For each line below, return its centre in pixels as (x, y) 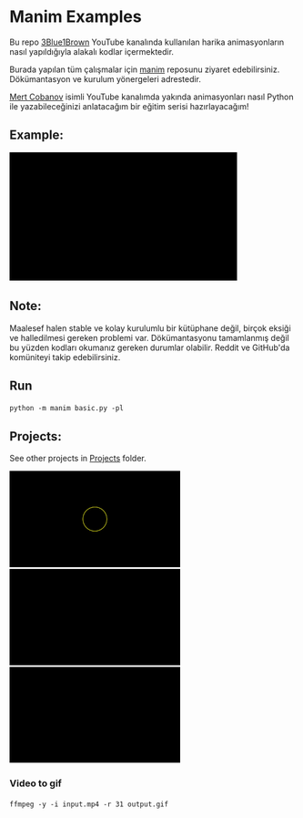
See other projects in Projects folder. (78, 459)
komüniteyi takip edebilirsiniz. (65, 357)
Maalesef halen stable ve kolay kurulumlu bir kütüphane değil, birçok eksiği (150, 328)
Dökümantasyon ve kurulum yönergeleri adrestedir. (106, 78)
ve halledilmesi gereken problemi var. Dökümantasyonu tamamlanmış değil (149, 337)
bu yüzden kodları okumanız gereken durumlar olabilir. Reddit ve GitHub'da (150, 347)
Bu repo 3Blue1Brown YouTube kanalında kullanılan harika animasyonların (147, 42)
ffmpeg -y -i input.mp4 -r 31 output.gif (89, 804)
